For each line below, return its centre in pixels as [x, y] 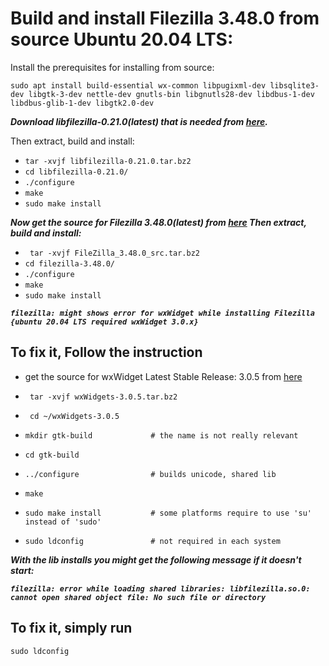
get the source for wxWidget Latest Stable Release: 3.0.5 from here [163, 376]
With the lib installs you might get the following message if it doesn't [156, 559]
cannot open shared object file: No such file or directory [138, 597]
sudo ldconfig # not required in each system [152, 541]
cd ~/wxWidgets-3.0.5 [74, 416]
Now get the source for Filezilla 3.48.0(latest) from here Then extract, [158, 222]
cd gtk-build [52, 455]
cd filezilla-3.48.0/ [69, 263]
